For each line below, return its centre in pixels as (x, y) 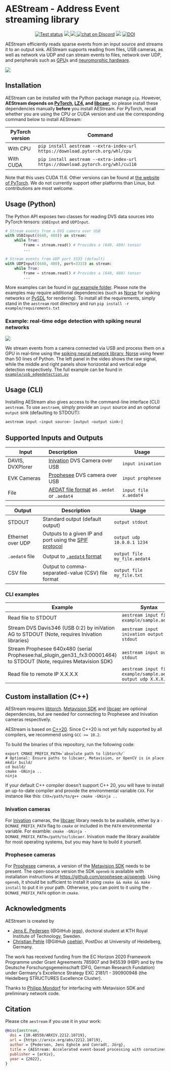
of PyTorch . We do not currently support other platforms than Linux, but (80, 183)
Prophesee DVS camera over (83, 475)
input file (135, 490)
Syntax (149, 607)
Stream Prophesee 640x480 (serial (50, 649)
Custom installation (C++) (47, 696)
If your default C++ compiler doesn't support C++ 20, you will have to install (85, 786)
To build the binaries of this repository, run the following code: (70, 745)
